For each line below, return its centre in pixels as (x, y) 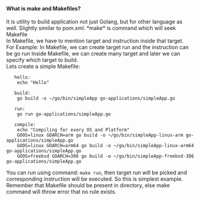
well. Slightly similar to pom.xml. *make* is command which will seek (91, 28)
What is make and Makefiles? (43, 8)
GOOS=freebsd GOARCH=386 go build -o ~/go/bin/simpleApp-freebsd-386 (106, 156)
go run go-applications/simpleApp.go (64, 114)
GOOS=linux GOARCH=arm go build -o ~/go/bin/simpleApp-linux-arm (100, 135)
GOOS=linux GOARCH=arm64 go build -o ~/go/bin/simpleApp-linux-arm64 (106, 146)
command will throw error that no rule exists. (61, 192)
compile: (25, 125)
